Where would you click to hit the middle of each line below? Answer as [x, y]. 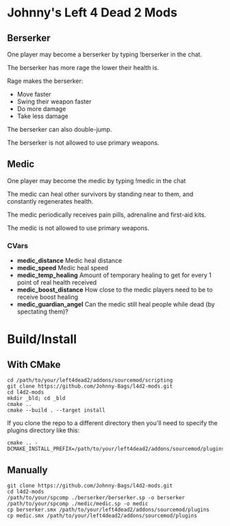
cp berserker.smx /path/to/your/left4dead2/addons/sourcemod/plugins [108, 510]
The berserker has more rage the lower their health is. [83, 68]
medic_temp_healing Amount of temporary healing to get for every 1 [114, 275]
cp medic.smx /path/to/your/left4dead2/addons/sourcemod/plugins [102, 516]
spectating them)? [42, 312]
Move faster [34, 94]
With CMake [34, 364]
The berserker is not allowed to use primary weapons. [83, 143]
